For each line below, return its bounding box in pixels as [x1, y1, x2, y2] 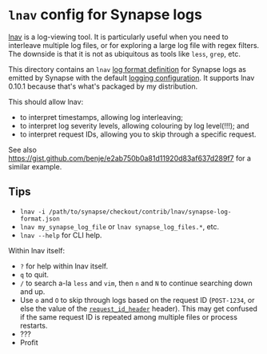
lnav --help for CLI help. [19, 230, 102, 240]
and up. [19, 286, 46, 296]
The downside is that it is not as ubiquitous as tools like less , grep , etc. [8, 49, 241, 58]
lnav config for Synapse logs [8, 6, 202, 24]
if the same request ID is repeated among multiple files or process [19, 312, 238, 321]
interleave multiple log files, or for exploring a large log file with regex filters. [8, 40, 260, 50]
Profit [19, 337, 38, 347]
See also [8, 145, 38, 154]
